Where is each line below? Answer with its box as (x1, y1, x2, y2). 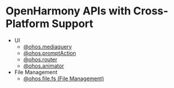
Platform (5, 17, 50, 31)
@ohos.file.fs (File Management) (23, 75, 104, 82)
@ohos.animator (23, 62, 64, 69)
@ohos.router (23, 56, 58, 63)
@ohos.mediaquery (23, 43, 73, 50)
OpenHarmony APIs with (5, 4, 131, 18)
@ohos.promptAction (23, 49, 76, 56)
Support (51, 17, 94, 31)
